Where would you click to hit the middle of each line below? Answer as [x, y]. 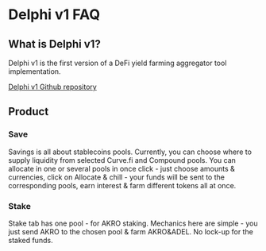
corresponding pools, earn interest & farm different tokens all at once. [122, 185]
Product [29, 112]
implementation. [35, 71]
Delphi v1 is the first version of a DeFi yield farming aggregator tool [118, 63]
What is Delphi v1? [54, 44]
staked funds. [31, 240]
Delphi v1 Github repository [52, 87]
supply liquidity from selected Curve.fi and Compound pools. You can [122, 160]
